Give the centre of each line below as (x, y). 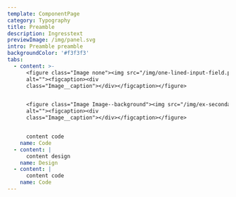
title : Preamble (31, 27)
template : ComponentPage (44, 14)
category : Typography (39, 20)
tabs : (15, 60)
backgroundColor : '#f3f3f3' (48, 53)
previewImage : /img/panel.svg (52, 40)
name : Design (39, 163)
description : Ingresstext (45, 33)
